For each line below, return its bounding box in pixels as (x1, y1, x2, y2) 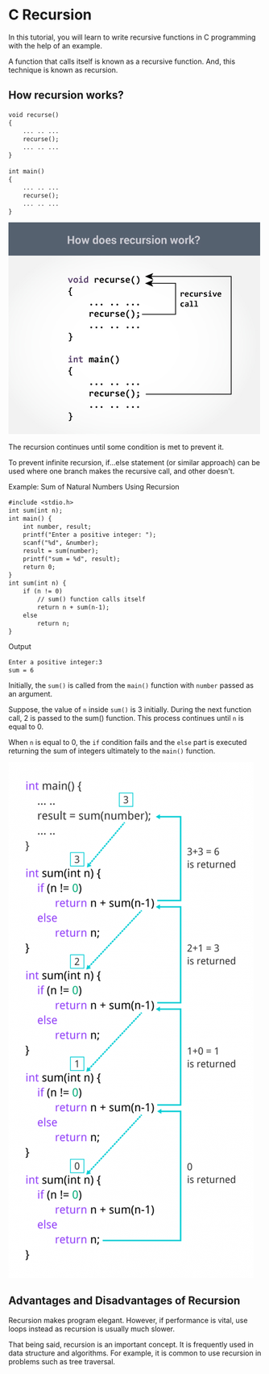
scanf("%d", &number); (23, 539, 99, 547)
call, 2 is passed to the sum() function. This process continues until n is (8, 713, 244, 722)
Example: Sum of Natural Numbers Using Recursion (8, 481, 180, 491)
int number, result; (23, 523, 92, 531)
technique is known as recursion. (8, 65, 118, 74)
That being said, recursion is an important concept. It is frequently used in (8, 1339, 254, 1349)
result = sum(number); (23, 547, 99, 555)
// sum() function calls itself (37, 595, 147, 603)
